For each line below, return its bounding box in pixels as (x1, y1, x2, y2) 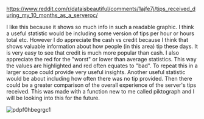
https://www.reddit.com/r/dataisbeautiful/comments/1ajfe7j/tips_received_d (6, 5, 196, 12)
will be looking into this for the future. (6, 94, 100, 101)
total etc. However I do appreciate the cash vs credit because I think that (6, 36, 189, 43)
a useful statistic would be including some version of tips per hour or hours (6, 30, 195, 37)
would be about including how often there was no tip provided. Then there (6, 75, 192, 82)
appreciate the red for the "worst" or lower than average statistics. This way (6, 56, 197, 63)
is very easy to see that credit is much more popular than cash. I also (6, 49, 180, 56)
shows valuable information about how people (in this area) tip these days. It (6, 42, 198, 50)
